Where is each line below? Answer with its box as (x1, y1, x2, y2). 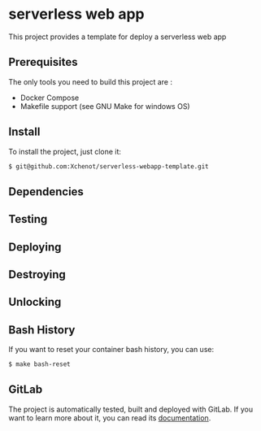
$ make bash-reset (8, 360, 71, 368)
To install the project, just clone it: (8, 146, 122, 156)
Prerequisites (8, 55, 78, 69)
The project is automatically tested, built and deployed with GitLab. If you (8, 404, 254, 414)
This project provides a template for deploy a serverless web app (8, 32, 227, 41)
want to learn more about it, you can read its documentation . (8, 412, 211, 423)
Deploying (8, 240, 62, 254)
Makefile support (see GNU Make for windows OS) (20, 101, 190, 111)
